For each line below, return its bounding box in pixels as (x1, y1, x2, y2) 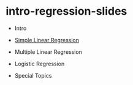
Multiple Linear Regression (14, 48, 82, 56)
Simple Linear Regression (14, 36, 80, 43)
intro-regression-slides (6, 4, 127, 18)
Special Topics (14, 72, 52, 79)
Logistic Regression (14, 60, 65, 67)
